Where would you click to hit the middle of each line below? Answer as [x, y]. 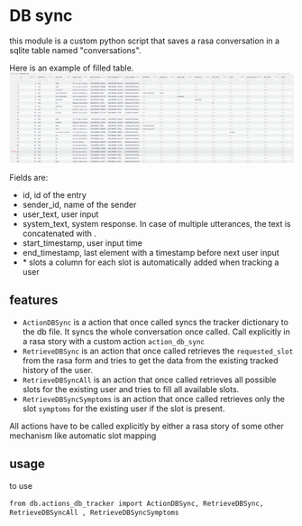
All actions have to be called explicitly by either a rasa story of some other [146, 426]
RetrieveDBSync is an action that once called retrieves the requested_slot [158, 351]
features [34, 301]
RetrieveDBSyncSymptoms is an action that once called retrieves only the [154, 399]
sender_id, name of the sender [79, 204]
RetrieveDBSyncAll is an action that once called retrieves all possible [149, 380]
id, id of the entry [55, 194]
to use [21, 485]
